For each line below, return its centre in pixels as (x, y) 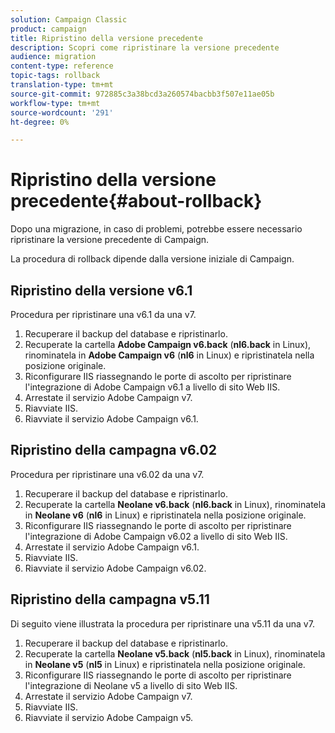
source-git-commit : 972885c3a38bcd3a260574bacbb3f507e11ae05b (142, 94)
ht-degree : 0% (40, 122)
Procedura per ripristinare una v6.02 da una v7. (107, 474)
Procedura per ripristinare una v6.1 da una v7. (103, 314)
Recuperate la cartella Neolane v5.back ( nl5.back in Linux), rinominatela (175, 653)
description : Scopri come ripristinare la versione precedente (145, 47)
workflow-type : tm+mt (55, 103)
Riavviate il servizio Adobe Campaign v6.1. (111, 419)
